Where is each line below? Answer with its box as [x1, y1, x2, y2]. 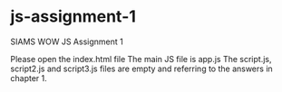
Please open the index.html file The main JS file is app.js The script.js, [10, 53, 272, 64]
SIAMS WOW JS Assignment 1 [10, 36, 123, 47]
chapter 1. [10, 72, 48, 83]
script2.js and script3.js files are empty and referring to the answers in [10, 63, 273, 74]
